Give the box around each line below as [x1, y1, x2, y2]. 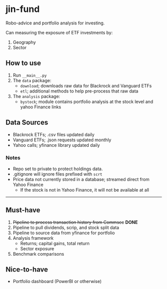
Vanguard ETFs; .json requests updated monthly [12, 137, 111, 143]
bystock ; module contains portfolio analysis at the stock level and [20, 98, 153, 104]
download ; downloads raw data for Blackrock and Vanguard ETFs [20, 83, 152, 89]
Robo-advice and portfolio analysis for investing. [5, 20, 105, 26]
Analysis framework [12, 235, 54, 241]
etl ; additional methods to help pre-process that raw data [20, 88, 138, 94]
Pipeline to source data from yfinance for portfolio [12, 230, 115, 236]
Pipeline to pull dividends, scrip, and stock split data [12, 224, 119, 230]
